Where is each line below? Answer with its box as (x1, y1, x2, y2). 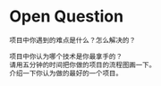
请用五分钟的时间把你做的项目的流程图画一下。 (9, 60, 157, 69)
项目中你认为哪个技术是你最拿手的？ (9, 52, 123, 61)
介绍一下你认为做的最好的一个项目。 (9, 69, 123, 78)
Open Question (9, 6, 123, 27)
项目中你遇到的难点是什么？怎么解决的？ (9, 36, 136, 45)
